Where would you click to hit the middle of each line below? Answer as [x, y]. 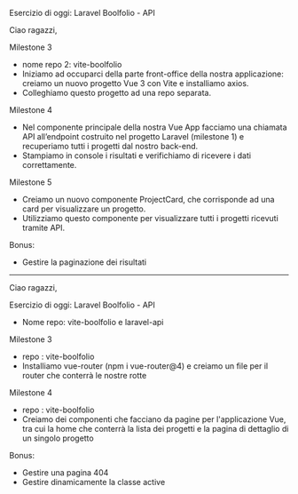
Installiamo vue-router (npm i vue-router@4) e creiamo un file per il [145, 366]
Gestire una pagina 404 [65, 473]
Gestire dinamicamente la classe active [94, 482]
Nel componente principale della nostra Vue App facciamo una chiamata [154, 127]
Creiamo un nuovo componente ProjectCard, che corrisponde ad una [148, 199]
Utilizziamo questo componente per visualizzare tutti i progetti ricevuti [150, 218]
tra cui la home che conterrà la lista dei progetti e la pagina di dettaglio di [155, 429]
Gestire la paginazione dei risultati [84, 262]
